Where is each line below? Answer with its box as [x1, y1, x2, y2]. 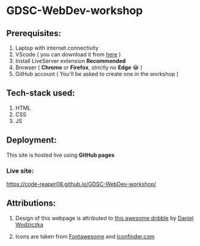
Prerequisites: [6, 28, 61, 39]
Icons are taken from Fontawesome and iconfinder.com [15, 233, 155, 240]
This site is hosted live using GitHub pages [6, 151, 115, 158]
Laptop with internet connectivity [15, 44, 99, 51]
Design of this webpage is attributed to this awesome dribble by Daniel [15, 214, 194, 222]
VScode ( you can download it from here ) [15, 51, 121, 58]
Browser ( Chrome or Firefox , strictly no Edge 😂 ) [15, 64, 143, 71]
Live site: [6, 166, 34, 175]
